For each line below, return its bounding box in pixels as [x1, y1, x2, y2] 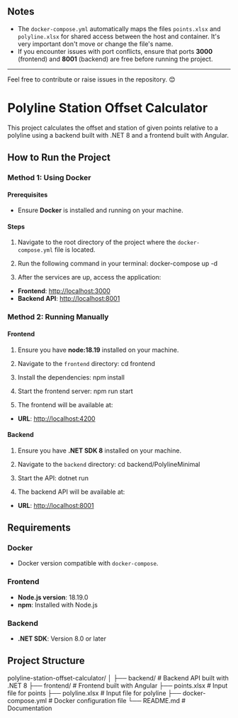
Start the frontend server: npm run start [17, 387, 133, 395]
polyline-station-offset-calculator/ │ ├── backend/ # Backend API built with [7, 673, 229, 682]
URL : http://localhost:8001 [17, 501, 94, 509]
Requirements [7, 521, 71, 534]
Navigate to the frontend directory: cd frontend [17, 359, 156, 368]
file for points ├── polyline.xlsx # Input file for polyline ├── [7, 688, 182, 697]
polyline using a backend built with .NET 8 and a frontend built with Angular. [7, 131, 229, 139]
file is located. [54, 245, 96, 254]
